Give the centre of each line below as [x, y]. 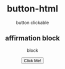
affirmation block [32, 38]
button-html [32, 9]
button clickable [32, 22]
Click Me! [32, 60]
